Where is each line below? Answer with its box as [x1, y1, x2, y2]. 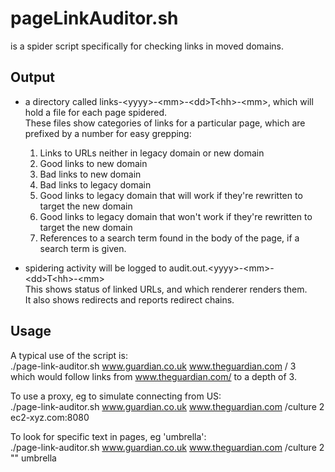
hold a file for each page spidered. [24, 106, 168, 118]
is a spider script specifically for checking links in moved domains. [10, 40, 284, 52]
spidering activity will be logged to [24, 262, 167, 274]
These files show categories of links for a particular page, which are [24, 117, 306, 129]
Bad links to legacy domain [39, 178, 152, 191]
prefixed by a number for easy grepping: [24, 127, 192, 139]
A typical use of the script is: [10, 349, 128, 361]
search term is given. [39, 242, 127, 254]
